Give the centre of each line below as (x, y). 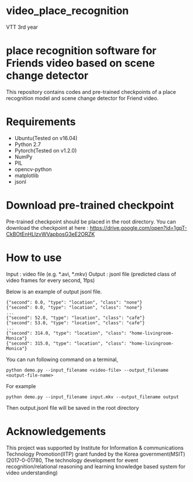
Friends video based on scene (80, 63)
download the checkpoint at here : (47, 228)
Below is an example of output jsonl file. (54, 291)
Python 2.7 (27, 144)
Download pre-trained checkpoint (90, 205)
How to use (34, 258)
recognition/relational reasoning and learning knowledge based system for (96, 466)
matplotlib (27, 175)
